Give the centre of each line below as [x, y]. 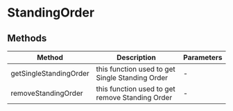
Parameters [203, 58]
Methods [27, 38]
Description [136, 58]
